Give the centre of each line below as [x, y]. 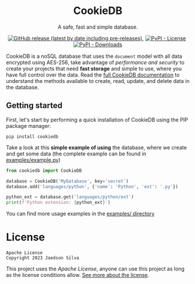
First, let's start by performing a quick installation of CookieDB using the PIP [97, 120]
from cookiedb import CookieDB [44, 171]
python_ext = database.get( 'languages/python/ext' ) [70, 197]
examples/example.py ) [33, 160]
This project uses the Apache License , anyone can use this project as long [95, 269]
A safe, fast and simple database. [98, 27]
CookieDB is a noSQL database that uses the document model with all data [94, 56]
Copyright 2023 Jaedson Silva [43, 258]
